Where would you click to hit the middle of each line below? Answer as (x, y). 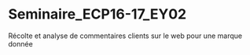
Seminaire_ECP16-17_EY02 (97, 14)
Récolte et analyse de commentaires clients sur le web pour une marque (125, 36)
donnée (20, 43)
